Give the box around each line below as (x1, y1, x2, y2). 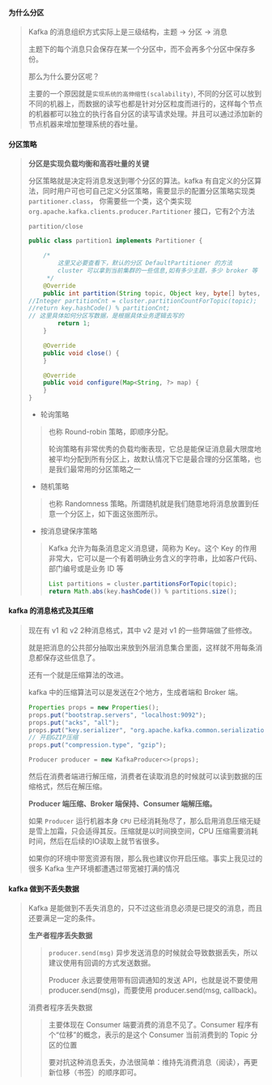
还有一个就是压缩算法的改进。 (28, 670, 128, 680)
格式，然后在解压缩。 (35, 782, 107, 791)
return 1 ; (57, 319, 91, 328)
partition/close (28, 223, 83, 231)
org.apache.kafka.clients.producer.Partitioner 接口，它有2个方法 (28, 207, 255, 217)
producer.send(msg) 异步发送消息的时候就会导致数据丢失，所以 (48, 948, 258, 958)
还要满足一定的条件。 (28, 913, 100, 924)
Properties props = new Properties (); (28, 703, 159, 711)
